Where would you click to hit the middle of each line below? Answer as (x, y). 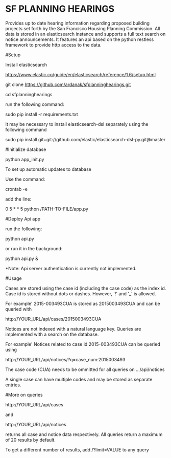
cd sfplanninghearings (29, 94)
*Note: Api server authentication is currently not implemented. (71, 268)
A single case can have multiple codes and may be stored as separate (79, 379)
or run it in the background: (34, 248)
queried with (19, 309)
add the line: (18, 199)
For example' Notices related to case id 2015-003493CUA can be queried (83, 344)
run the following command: (35, 104)
